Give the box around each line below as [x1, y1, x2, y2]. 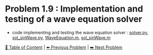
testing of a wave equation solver [5, 14, 142, 25]
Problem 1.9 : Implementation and [5, 3, 143, 14]
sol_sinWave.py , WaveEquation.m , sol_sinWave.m [12, 35, 111, 41]
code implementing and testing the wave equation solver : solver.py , [12, 29, 149, 35]
